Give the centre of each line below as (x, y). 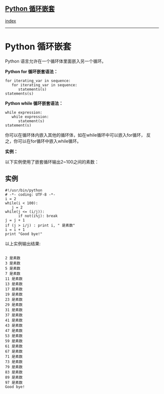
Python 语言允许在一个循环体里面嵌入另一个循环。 (56, 61)
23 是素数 (14, 299)
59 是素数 (14, 341)
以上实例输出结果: (23, 244)
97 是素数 (14, 382)
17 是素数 (14, 289)
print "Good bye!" (24, 234)
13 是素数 (14, 284)
